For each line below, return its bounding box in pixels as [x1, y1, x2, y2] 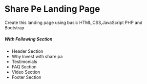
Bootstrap [4, 24, 25, 30]
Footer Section [11, 74, 42, 80]
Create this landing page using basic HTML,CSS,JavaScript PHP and [4, 20, 143, 25]
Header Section [11, 48, 43, 54]
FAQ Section [11, 63, 37, 69]
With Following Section [4, 36, 53, 42]
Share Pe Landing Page [4, 3, 101, 15]
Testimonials [11, 59, 38, 64]
